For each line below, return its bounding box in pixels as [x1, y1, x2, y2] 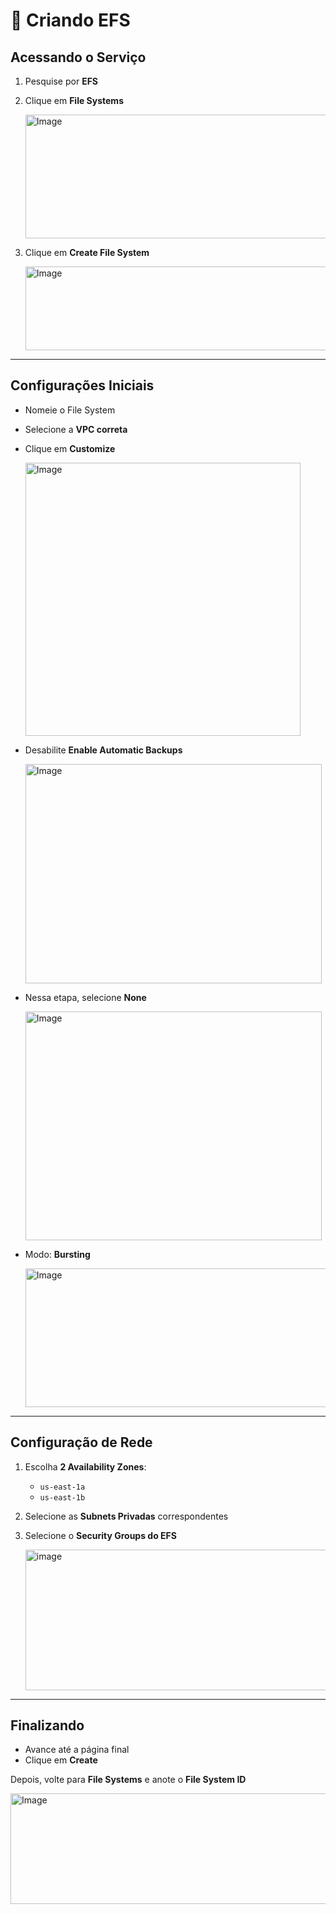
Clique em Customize [24, 442, 116, 454]
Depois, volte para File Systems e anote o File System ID [10, 1774, 247, 1786]
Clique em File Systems [24, 95, 124, 106]
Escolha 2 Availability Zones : [24, 1460, 147, 1473]
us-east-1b [39, 1492, 86, 1503]
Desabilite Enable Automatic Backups [24, 744, 183, 756]
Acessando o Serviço [10, 49, 147, 66]
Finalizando [10, 1717, 85, 1734]
